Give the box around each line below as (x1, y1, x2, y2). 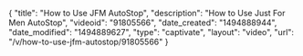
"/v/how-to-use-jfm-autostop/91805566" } (8, 36, 169, 47)
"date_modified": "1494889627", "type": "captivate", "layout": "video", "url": (8, 27, 294, 37)
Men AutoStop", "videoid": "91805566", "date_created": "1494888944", (8, 17, 277, 28)
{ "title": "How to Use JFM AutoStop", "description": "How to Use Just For (8, 8, 286, 18)
